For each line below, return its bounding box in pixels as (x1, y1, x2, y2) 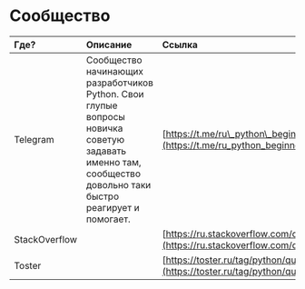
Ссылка (162, 38, 198, 51)
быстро (85, 190, 120, 203)
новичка (85, 122, 123, 135)
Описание (85, 38, 133, 51)
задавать (85, 144, 127, 157)
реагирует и (85, 201, 140, 214)
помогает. (85, 213, 132, 225)
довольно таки (85, 178, 152, 191)
